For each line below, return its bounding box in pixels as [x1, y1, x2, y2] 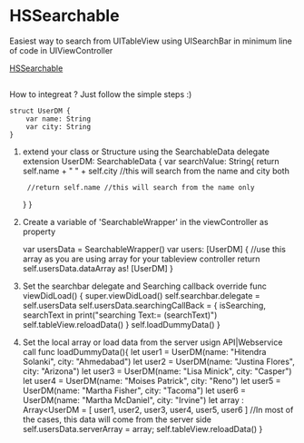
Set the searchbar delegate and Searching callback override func [22, 281, 268, 291]
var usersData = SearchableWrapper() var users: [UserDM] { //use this [22, 244, 286, 255]
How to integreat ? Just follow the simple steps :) [9, 89, 192, 100]
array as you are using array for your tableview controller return [22, 253, 260, 264]
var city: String [25, 123, 92, 132]
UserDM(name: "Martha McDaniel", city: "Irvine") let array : [22, 395, 245, 406]
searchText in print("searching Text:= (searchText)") [22, 310, 218, 320]
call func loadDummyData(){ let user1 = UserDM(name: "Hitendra [22, 347, 267, 358]
